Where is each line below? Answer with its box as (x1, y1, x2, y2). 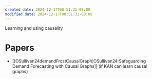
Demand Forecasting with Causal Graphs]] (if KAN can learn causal (12, 63, 148, 69)
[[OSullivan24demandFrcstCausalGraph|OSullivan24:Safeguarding (12, 58, 146, 64)
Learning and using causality (5, 25, 63, 31)
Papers (5, 42, 35, 53)
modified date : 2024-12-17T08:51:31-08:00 (5, 12, 93, 17)
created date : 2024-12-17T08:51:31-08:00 (5, 7, 91, 12)
